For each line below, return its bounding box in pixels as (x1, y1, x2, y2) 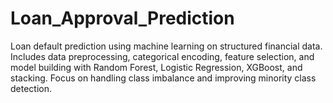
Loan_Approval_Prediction (10, 7, 235, 30)
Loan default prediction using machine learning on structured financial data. (10, 40, 323, 52)
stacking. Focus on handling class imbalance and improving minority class (10, 72, 317, 84)
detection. (10, 82, 53, 94)
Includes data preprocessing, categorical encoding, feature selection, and (10, 50, 315, 62)
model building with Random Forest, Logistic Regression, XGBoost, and (10, 61, 303, 73)
